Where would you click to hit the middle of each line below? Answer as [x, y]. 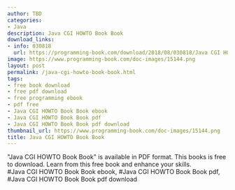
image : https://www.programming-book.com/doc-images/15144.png [101, 59]
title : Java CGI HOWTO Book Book [56, 137]
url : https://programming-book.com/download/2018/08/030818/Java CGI [117, 53]
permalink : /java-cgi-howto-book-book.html [72, 72]
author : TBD [24, 14]
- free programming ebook [45, 98]
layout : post [26, 66]
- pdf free [23, 105]
